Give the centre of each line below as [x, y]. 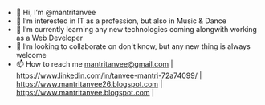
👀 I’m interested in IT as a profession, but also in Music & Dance [121, 21]
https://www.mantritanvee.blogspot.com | [85, 93]
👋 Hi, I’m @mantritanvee [56, 12]
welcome [31, 55]
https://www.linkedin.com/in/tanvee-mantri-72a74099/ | [109, 75]
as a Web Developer [49, 38]
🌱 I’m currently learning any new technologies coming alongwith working [136, 29]
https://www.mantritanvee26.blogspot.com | [89, 84]
